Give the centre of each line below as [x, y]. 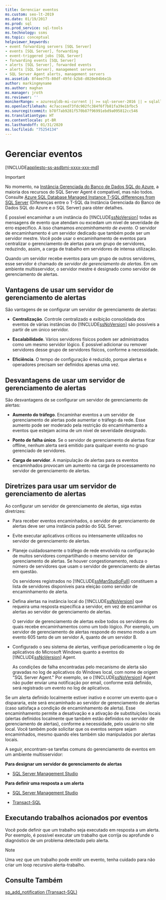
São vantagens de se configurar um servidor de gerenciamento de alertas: [81, 309]
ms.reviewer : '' [22, 97]
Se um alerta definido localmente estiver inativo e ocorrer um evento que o [81, 697]
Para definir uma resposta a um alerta [44, 783]
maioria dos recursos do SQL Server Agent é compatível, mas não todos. [79, 192]
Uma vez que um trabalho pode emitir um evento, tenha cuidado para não [80, 859]
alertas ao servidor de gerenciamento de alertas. [62, 611]
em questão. [25, 571]
